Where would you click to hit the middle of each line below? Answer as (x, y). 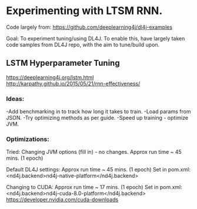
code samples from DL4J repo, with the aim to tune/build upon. (83, 45)
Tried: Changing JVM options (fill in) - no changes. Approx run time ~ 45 (94, 152)
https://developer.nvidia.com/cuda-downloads (62, 200)
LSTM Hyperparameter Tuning (63, 63)
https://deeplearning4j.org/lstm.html (50, 77)
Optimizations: (28, 139)
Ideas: (15, 99)
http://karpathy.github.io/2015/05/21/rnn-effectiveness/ (73, 83)
